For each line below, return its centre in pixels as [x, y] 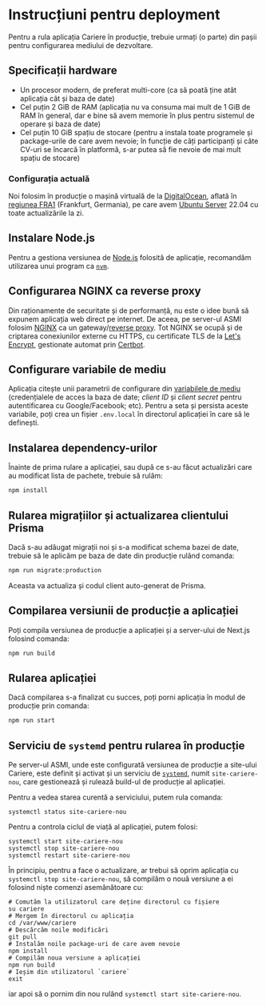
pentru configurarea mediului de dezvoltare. [81, 45]
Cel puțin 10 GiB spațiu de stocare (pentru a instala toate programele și [136, 132]
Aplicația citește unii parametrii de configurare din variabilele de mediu [125, 389]
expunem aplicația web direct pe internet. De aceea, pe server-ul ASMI [125, 319]
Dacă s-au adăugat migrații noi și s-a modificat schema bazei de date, [124, 547]
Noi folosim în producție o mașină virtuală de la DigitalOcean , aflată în [123, 196]
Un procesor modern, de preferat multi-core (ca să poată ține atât [128, 90]
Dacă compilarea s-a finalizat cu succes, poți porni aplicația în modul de [127, 697]
